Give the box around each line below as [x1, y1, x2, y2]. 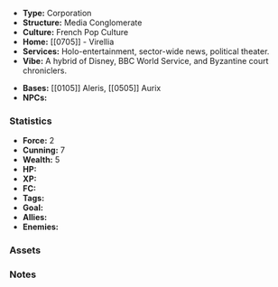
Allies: [22, 212, 48, 223]
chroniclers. [22, 65, 68, 76]
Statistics [9, 115, 52, 127]
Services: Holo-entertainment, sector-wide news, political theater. [22, 46, 270, 57]
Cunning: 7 [22, 144, 66, 156]
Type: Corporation [22, 8, 92, 18]
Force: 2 [22, 135, 55, 146]
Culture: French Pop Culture [22, 27, 129, 37]
